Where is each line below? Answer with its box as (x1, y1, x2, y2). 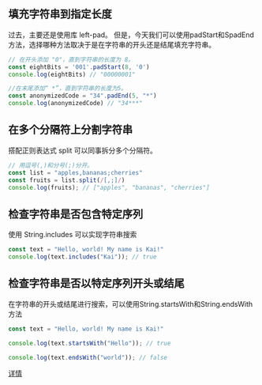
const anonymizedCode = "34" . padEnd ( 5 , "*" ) (8, 92, 157, 100)
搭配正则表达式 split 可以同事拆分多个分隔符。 (8, 145, 158, 155)
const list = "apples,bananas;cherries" (8, 168, 144, 176)
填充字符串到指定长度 (8, 7, 112, 21)
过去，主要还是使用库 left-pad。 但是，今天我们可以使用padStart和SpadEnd (8, 30, 255, 40)
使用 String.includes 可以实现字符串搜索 (8, 230, 137, 240)
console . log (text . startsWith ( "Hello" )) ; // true (8, 339, 171, 347)
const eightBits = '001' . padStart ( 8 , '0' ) (8, 62, 150, 71)
